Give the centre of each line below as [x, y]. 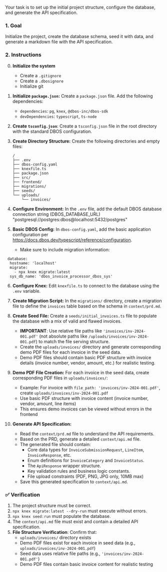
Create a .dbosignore [42, 81]
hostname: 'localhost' [33, 263]
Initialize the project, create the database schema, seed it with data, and [79, 37]
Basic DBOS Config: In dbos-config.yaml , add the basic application [81, 229]
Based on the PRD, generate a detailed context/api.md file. [80, 439]
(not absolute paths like [63, 336]
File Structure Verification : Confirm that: [55, 532]
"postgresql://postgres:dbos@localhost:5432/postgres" [70, 219]
